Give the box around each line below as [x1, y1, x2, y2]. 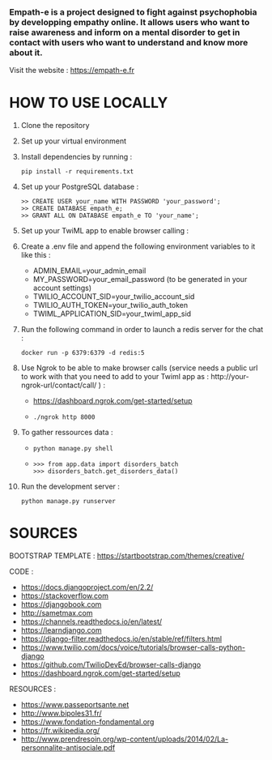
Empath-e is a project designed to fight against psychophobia [9, 6, 257, 18]
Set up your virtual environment [20, 136, 126, 146]
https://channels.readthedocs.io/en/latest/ [20, 617, 163, 626]
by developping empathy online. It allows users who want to [9, 16, 250, 28]
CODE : [9, 566, 34, 577]
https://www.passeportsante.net [20, 700, 130, 710]
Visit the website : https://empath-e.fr [9, 66, 135, 75]
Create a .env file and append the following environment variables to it [20, 241, 256, 251]
